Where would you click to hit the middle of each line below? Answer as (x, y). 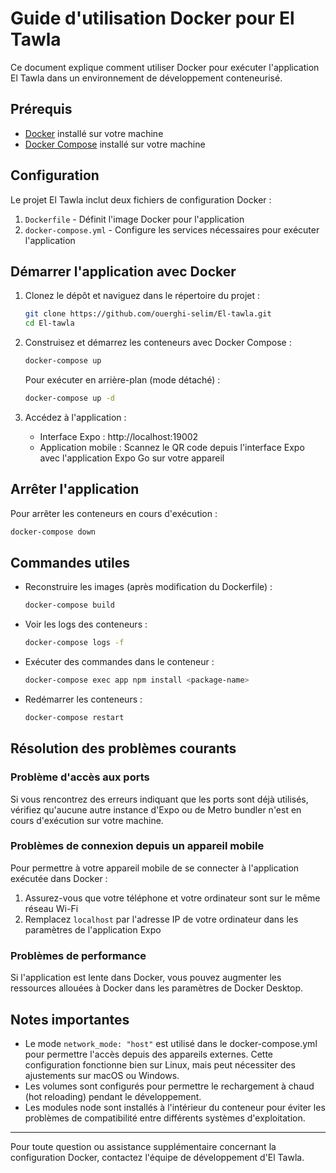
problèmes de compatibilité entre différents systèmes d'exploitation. (165, 1118)
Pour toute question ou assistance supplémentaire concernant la (143, 1146)
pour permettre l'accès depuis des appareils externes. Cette (149, 1054)
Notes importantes (70, 1019)
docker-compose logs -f (74, 643)
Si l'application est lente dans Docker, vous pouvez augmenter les (146, 978)
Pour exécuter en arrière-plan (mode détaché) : (122, 380)
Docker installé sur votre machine (94, 133)
